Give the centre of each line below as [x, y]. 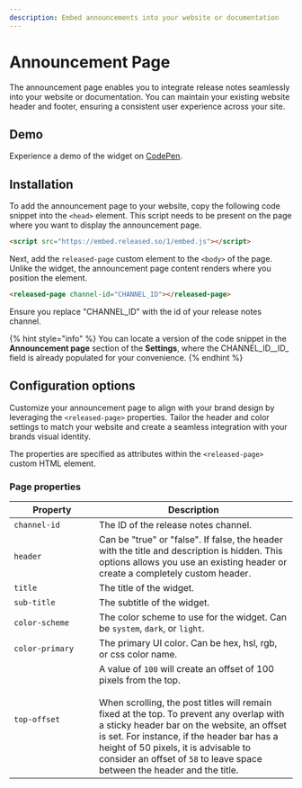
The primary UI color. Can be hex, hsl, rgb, [188, 643]
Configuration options [73, 386]
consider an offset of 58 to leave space [180, 759]
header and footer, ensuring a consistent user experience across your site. [147, 106]
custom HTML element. [53, 463]
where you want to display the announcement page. [106, 225]
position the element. [49, 278]
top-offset [37, 720]
